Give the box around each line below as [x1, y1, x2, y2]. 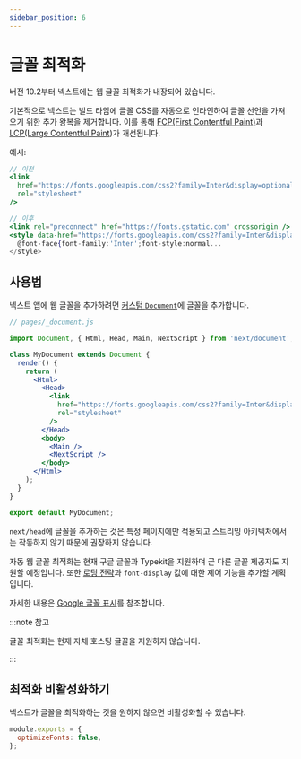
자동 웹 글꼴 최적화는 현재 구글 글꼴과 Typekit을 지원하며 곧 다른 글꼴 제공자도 [9, 555, 280, 566]
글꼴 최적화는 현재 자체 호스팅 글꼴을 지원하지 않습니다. [9, 635, 201, 646]
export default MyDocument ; [9, 508, 115, 517]
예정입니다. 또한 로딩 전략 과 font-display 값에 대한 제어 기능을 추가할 [25, 567, 271, 578]
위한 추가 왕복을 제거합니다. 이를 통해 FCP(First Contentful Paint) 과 [25, 116, 263, 126]
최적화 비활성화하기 [9, 681, 110, 696]
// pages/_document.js [9, 318, 94, 327]
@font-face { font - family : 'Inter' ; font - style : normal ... [17, 239, 222, 248]
